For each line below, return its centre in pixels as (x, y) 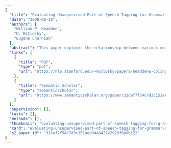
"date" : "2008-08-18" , (33, 19)
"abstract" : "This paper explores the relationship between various (84, 48)
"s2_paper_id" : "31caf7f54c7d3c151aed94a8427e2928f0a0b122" (75, 133)
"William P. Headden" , (38, 29)
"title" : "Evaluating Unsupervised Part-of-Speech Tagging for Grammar (87, 15)
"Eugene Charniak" (33, 39)
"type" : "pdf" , (34, 67)
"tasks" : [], (23, 114)
